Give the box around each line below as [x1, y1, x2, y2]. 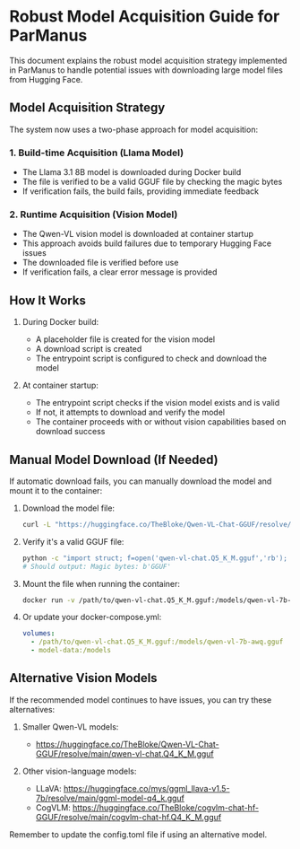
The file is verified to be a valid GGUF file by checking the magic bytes [21, 177, 283, 188]
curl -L [21, 520, 51, 529]
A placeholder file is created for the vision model [35, 334, 216, 345]
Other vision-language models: [21, 766, 137, 776]
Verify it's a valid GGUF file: [21, 536, 124, 547]
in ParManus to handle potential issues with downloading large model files [9, 65, 284, 75]
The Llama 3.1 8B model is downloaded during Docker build [21, 167, 242, 178]
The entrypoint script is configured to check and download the [35, 353, 267, 364]
